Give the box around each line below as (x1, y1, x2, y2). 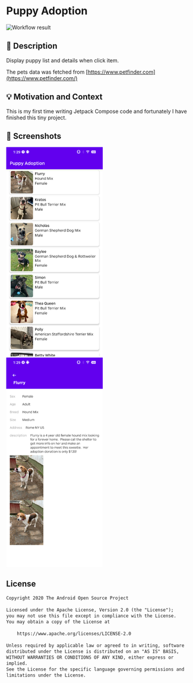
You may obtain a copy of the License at (6, 619, 110, 625)
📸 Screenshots (6, 131, 62, 141)
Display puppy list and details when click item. (6, 56, 119, 64)
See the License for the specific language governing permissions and (6, 666, 185, 672)
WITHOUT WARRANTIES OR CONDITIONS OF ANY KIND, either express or (6, 654, 174, 660)
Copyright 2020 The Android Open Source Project (6, 595, 129, 601)
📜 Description (6, 41, 58, 51)
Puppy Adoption (6, 4, 88, 18)
